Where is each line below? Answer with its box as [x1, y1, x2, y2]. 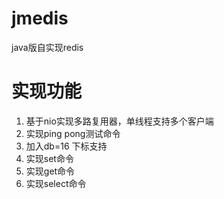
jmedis [11, 7, 69, 30]
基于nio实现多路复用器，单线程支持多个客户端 [25, 115, 214, 127]
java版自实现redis [11, 41, 84, 53]
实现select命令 [25, 177, 87, 189]
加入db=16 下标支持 [25, 140, 108, 152]
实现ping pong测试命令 [25, 127, 121, 139]
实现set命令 [25, 152, 74, 164]
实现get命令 [25, 165, 76, 177]
